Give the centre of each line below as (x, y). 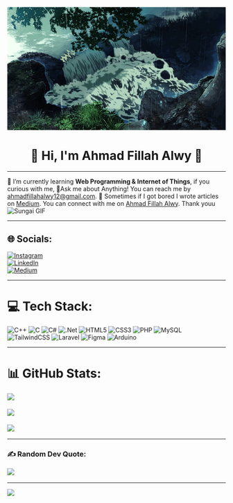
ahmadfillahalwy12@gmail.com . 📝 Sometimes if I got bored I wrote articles (113, 196)
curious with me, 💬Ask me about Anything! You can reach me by (99, 188)
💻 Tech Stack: (50, 306)
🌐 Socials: (30, 239)
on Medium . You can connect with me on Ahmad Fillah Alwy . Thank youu (111, 203)
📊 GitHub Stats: (54, 373)
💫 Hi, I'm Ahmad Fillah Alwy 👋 (116, 156)
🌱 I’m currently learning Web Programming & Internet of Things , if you (109, 181)
